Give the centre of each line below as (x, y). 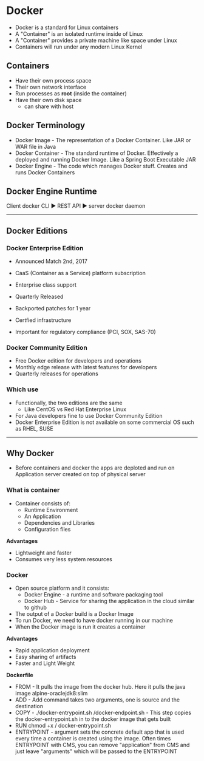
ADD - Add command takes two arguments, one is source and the (97, 700)
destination (29, 706)
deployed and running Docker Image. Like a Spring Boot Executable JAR (105, 159)
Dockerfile (20, 675)
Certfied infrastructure (43, 320)
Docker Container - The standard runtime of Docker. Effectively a (97, 153)
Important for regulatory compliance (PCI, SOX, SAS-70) (85, 332)
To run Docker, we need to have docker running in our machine (94, 621)
